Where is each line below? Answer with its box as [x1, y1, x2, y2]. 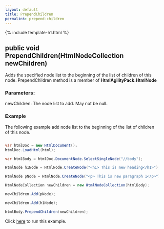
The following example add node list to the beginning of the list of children [5, 124, 155, 130]
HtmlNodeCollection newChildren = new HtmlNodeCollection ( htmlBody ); [5, 183, 150, 188]
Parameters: [5, 90, 35, 96]
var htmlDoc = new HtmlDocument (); [5, 143, 78, 148]
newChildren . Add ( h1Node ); [5, 200, 58, 206]
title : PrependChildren [5, 12, 54, 17]
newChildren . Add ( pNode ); [5, 192, 56, 197]
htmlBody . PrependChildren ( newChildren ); [5, 209, 89, 214]
